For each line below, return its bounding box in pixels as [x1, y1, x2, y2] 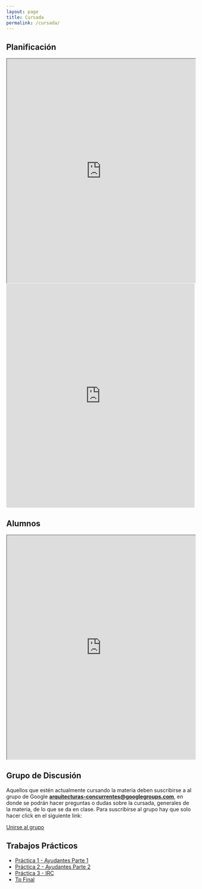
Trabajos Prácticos [6, 841, 78, 851]
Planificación [6, 42, 57, 52]
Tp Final [14, 876, 35, 883]
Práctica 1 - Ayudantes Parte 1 [14, 857, 88, 864]
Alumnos [6, 518, 41, 529]
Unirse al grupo [6, 823, 45, 830]
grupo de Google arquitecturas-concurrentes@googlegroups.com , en [6, 793, 183, 800]
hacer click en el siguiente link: [6, 812, 82, 819]
